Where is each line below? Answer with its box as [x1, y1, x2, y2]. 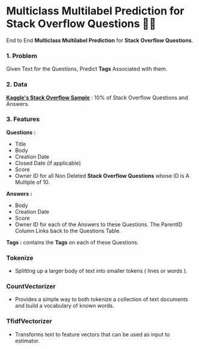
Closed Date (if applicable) [14, 159, 81, 166]
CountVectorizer [6, 283, 56, 291]
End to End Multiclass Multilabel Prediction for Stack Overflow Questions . [6, 37, 194, 44]
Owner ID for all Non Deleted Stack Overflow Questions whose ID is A [14, 172, 190, 179]
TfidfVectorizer [6, 317, 52, 326]
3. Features [6, 115, 40, 123]
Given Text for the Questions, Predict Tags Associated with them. [6, 65, 168, 72]
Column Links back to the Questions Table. [14, 227, 121, 234]
